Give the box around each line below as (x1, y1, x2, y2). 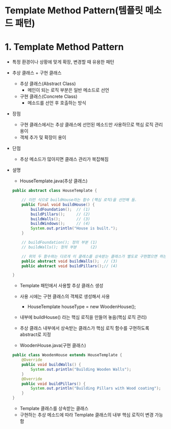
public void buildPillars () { (21, 381, 86, 387)
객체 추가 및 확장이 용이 (19, 134, 67, 141)
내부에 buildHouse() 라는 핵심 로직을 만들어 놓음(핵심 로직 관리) (19, 314, 147, 320)
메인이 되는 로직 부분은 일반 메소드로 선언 (27, 87, 109, 93)
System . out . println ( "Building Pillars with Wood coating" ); (31, 386, 161, 391)
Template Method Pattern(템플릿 (5, 5, 143, 16)
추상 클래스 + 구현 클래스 (12, 70, 62, 76)
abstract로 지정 (19, 331, 52, 338)
